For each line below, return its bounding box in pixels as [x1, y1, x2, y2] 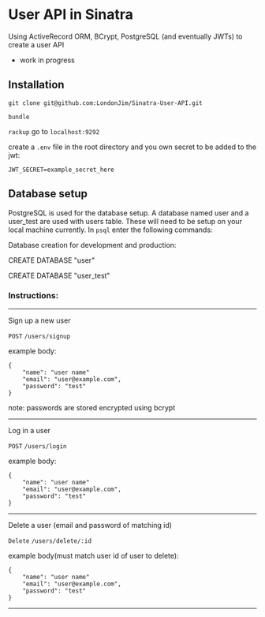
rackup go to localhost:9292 [8, 126, 100, 136]
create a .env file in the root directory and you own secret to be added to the [8, 142, 257, 151]
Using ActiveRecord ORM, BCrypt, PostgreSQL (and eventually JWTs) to [8, 32, 243, 41]
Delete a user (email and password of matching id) [8, 520, 172, 529]
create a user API [8, 39, 65, 49]
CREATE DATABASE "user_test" [8, 271, 110, 280]
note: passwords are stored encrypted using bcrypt [8, 402, 176, 412]
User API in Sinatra [8, 6, 134, 24]
